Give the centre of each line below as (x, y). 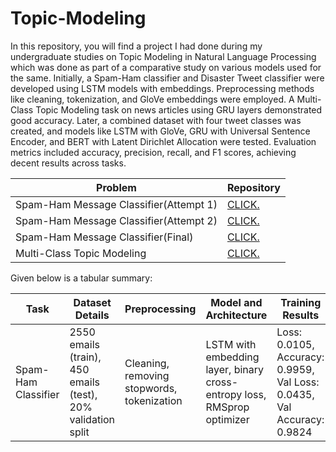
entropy (224, 394)
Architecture (236, 315)
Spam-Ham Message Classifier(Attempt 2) (116, 220)
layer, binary (234, 369)
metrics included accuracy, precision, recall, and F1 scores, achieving (153, 152)
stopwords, (151, 388)
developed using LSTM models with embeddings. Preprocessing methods (162, 88)
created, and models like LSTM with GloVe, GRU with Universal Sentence (160, 131)
